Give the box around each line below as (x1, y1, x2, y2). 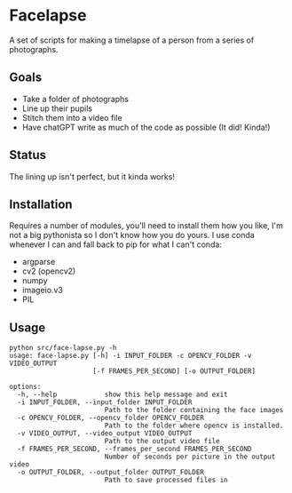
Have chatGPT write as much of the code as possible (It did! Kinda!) (21, 122, 271, 132)
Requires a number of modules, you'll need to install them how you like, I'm (9, 220, 284, 231)
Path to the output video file (104, 437, 220, 446)
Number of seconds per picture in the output (104, 452, 276, 462)
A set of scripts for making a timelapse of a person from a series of (9, 35, 255, 45)
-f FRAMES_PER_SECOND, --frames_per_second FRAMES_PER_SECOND (17, 445, 252, 454)
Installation (9, 196, 73, 211)
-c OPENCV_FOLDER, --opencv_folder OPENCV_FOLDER (17, 414, 204, 423)
